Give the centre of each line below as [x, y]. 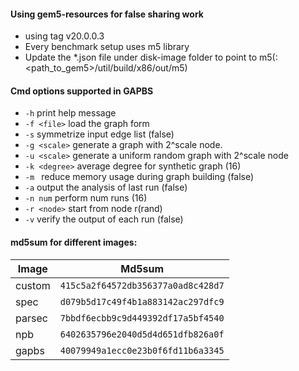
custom [33, 285]
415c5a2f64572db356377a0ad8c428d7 [142, 285]
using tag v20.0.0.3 [64, 36]
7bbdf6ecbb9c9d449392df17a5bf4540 [142, 318]
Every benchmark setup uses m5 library [107, 47]
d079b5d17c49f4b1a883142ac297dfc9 [142, 301]
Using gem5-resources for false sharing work [107, 14]
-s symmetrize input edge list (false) [99, 134]
